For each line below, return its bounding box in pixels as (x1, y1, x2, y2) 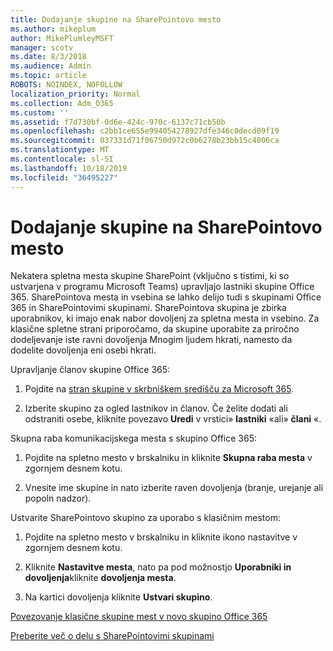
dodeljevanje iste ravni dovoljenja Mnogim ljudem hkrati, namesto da (10, 334, 293, 346)
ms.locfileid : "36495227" (10, 172, 118, 183)
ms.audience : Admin (10, 61, 92, 71)
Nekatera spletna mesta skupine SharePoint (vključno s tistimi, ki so (10, 270, 290, 282)
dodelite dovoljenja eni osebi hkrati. (10, 344, 157, 356)
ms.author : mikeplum (10, 24, 97, 34)
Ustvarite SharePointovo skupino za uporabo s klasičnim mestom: (10, 512, 281, 524)
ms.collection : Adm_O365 (10, 98, 114, 108)
